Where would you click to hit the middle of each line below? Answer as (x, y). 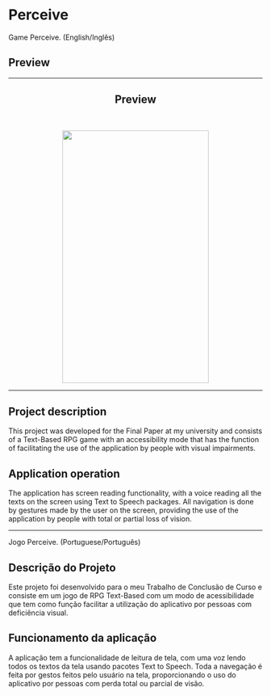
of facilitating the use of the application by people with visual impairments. (132, 448)
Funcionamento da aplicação (83, 638)
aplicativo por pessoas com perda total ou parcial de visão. (106, 683)
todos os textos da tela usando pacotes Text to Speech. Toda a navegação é (135, 666)
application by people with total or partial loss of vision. (100, 519)
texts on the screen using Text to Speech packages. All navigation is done (131, 502)
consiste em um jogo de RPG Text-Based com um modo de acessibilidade (131, 595)
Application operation (65, 473)
